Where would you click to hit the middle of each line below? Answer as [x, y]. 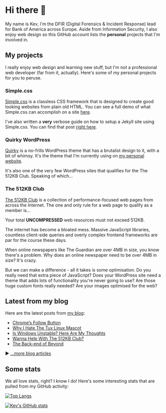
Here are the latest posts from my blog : [45, 313]
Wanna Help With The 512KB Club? [48, 339]
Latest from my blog [37, 302]
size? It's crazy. [21, 260]
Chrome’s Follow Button [36, 323]
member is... [18, 210]
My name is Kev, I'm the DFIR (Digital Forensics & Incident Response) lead [81, 24]
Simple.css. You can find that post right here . [51, 127]
